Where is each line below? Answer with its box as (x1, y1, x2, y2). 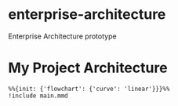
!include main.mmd (8, 92, 68, 100)
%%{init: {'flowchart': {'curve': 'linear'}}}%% (8, 85, 170, 93)
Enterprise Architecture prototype (8, 31, 117, 41)
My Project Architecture (8, 59, 168, 77)
